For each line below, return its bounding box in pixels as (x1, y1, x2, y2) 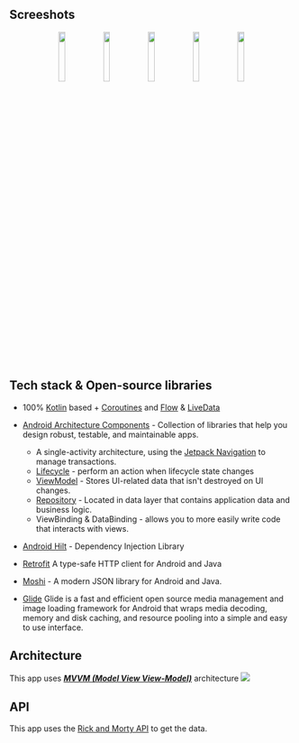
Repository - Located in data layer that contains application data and (35, 494, 291, 505)
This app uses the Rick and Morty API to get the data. (9, 723, 208, 734)
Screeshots (9, 7, 76, 23)
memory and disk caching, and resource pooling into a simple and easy (22, 612, 288, 623)
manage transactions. (35, 456, 117, 467)
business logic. (35, 504, 93, 515)
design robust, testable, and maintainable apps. (22, 429, 199, 440)
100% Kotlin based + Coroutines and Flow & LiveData (22, 402, 221, 413)
